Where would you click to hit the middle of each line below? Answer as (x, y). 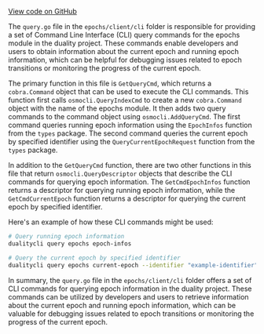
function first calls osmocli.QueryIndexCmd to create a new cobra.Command (125, 100)
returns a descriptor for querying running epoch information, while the (122, 190)
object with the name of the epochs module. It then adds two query (117, 108)
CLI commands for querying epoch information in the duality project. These (130, 289)
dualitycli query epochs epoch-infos (70, 243)
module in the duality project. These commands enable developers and (123, 43)
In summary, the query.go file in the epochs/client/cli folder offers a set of (130, 280)
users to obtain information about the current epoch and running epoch (124, 51)
